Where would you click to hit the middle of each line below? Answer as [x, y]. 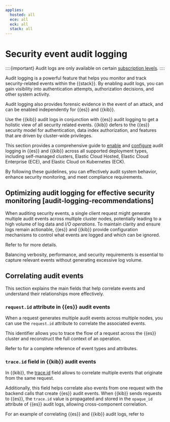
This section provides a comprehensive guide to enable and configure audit [84, 146]
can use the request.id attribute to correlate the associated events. [76, 323]
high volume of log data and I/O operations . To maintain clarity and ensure [83, 224]
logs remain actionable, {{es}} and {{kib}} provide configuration [72, 229]
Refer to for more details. [31, 244]
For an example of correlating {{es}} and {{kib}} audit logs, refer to [75, 414]
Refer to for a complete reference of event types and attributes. [72, 348]
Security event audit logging [66, 54]
